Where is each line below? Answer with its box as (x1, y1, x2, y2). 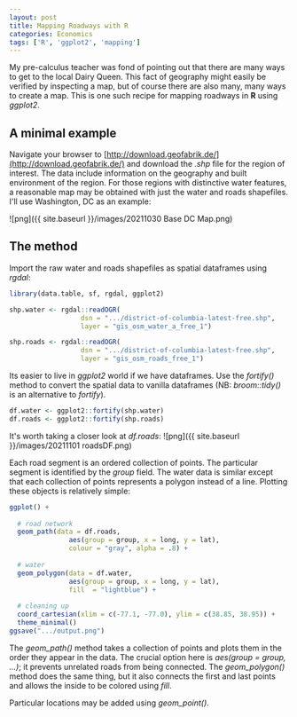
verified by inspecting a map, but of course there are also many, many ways (9, 81, 286, 91)
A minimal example (9, 125, 117, 140)
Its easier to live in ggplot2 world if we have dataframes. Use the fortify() (9, 370, 275, 381)
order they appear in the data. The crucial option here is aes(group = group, (9, 651, 286, 662)
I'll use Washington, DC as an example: (9, 196, 152, 207)
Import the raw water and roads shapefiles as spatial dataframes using (9, 263, 268, 273)
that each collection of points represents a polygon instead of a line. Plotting (9, 476, 288, 486)
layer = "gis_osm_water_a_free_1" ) (80, 321, 213, 331)
